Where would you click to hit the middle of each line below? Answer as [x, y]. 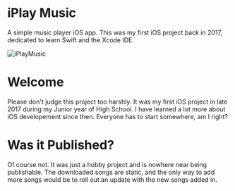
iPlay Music [42, 13]
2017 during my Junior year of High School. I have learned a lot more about [116, 109]
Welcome [36, 82]
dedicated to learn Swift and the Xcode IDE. [71, 39]
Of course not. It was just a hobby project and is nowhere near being [107, 164]
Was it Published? [61, 145]
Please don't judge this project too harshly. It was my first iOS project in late [117, 101]
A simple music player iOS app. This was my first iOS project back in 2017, [115, 32]
